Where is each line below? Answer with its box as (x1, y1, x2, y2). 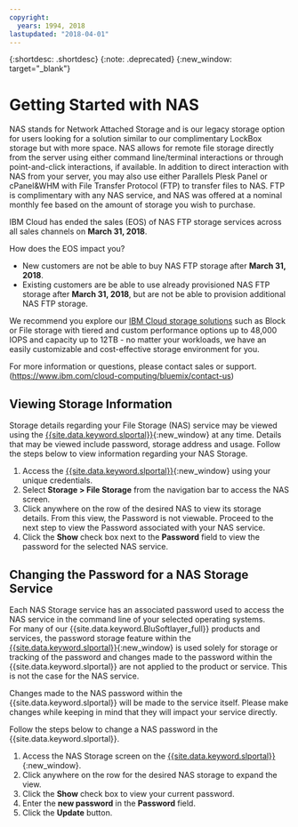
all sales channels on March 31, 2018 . (9, 226, 148, 237)
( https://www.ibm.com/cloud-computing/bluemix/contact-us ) (9, 371, 234, 381)
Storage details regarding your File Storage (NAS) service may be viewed (9, 420, 278, 431)
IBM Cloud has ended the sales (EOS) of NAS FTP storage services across (9, 217, 282, 228)
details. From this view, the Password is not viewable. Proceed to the (21, 513, 274, 524)
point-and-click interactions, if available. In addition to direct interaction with (9, 162, 289, 173)
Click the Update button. (21, 807, 113, 818)
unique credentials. (21, 475, 93, 486)
